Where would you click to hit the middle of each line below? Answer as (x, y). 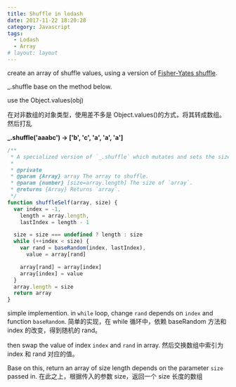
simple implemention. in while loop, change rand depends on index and (110, 313)
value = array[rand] (56, 254)
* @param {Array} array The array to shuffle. (80, 176)
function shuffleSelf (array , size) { (63, 202)
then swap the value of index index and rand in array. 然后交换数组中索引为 (116, 346)
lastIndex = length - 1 (55, 222)
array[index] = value (51, 274)
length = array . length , (55, 216)
